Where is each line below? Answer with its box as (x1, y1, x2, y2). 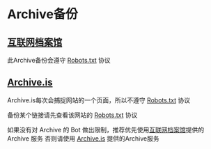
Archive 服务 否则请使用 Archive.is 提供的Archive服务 (7, 134, 159, 143)
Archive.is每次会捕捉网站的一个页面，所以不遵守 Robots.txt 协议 (7, 95, 190, 104)
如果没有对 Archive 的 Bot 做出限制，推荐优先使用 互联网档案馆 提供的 (7, 125, 205, 134)
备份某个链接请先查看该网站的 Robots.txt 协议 (7, 111, 138, 119)
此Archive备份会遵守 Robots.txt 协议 (7, 56, 111, 64)
